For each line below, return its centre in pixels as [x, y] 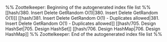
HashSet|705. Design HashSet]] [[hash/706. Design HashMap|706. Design [83, 29]
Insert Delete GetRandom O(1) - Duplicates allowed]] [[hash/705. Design [81, 23]
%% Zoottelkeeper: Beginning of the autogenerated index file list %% [78, 7]
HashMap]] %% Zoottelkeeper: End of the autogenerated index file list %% [84, 34]
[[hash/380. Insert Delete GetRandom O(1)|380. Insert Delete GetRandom [82, 13]
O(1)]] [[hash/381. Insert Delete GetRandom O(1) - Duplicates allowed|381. [82, 18]
